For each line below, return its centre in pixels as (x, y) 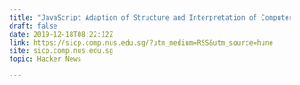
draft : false (33, 26)
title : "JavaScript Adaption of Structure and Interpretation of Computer (151, 17)
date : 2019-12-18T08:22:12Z (62, 34)
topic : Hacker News (46, 59)
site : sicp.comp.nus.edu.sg (62, 51)
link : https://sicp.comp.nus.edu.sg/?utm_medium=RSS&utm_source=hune (142, 42)
